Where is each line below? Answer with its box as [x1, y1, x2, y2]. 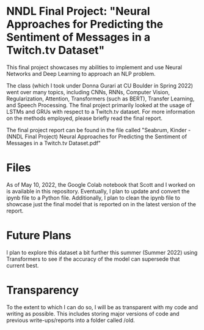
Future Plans [6, 228, 71, 242]
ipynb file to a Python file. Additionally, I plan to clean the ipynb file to [6, 194, 180, 201]
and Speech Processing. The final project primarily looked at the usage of [6, 101, 192, 108]
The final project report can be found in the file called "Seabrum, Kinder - [6, 126, 191, 133]
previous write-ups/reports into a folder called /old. [6, 317, 136, 324]
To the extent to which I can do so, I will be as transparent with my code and [6, 303, 199, 310]
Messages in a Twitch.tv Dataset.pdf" [6, 139, 101, 146]
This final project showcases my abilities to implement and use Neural [6, 63, 182, 71]
